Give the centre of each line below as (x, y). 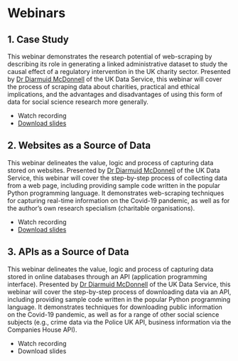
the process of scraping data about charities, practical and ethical (104, 87)
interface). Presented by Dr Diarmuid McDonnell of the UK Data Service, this (119, 284)
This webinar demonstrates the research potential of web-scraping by (110, 56)
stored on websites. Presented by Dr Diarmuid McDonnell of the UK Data (114, 170)
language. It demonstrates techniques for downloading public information (115, 307)
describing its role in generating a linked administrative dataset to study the (118, 64)
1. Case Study (38, 40)
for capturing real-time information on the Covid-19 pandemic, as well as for (119, 200)
